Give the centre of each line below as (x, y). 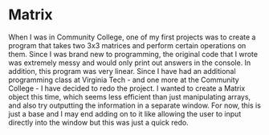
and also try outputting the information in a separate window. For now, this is (134, 105)
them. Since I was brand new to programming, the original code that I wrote (133, 54)
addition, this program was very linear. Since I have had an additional (122, 71)
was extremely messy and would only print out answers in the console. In (130, 63)
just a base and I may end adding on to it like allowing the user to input (125, 113)
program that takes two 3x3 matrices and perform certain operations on (127, 45)
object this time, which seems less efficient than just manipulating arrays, (130, 96)
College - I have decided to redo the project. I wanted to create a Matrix (127, 88)
